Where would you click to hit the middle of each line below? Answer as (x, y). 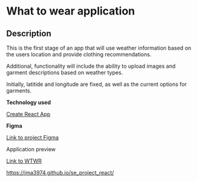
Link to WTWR (24, 161)
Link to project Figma (33, 138)
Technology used (29, 102)
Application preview (31, 149)
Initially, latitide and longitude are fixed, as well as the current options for (97, 84)
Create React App (28, 114)
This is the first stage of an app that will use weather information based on (99, 48)
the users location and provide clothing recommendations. (79, 54)
